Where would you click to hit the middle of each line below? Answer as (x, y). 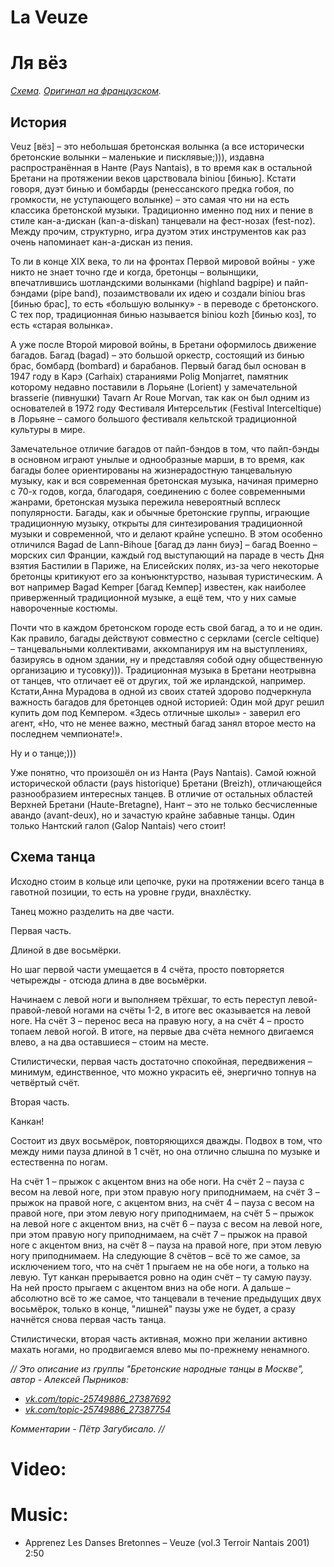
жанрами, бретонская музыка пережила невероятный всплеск (145, 502)
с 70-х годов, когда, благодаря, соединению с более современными (158, 491)
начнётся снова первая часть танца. (88, 1319)
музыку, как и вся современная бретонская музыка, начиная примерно (164, 480)
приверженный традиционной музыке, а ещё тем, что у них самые (153, 597)
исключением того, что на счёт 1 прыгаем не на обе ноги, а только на (160, 1266)
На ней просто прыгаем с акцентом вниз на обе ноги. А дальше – (150, 1287)
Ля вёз (39, 63)
